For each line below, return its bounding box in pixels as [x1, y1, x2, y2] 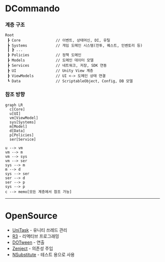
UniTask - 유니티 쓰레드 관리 [12, 227, 68, 233]
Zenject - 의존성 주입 [12, 245, 53, 251]
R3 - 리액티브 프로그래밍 [12, 233, 59, 239]
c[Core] [9, 106, 26, 112]
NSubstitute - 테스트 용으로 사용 [12, 251, 75, 258]
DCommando [5, 3, 60, 14]
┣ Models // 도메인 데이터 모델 [7, 58, 94, 63]
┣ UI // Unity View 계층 [7, 68, 93, 74]
